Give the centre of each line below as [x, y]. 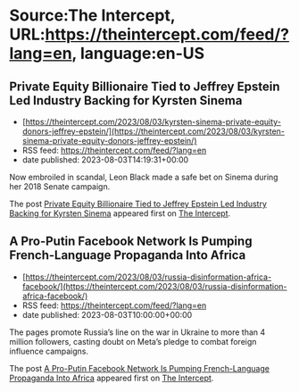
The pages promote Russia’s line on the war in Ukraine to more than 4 [137, 332]
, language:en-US [138, 54]
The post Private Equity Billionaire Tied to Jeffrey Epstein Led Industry [138, 204]
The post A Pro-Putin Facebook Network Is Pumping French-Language [140, 368]
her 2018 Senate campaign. [60, 187]
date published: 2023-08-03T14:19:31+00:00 [105, 160]
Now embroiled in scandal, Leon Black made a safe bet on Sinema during [144, 177]
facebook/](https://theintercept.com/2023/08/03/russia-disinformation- [154, 286]
